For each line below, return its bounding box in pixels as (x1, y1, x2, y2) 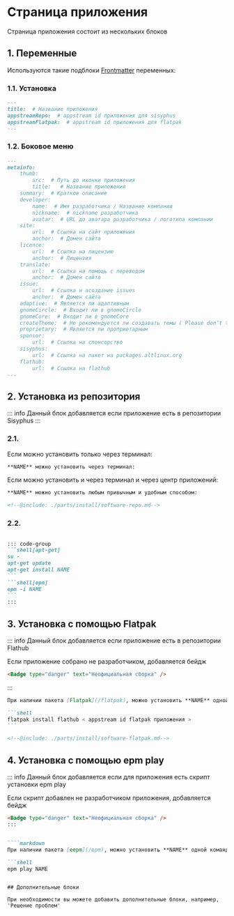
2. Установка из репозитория (7, 390, 141, 402)
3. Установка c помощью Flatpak (7, 618, 157, 629)
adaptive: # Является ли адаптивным (19, 300, 130, 307)
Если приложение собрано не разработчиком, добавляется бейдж (7, 657, 207, 666)
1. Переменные (7, 47, 77, 59)
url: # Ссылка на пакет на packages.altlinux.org (32, 351, 182, 359)
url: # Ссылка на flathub (32, 365, 111, 372)
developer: (19, 196, 52, 203)
